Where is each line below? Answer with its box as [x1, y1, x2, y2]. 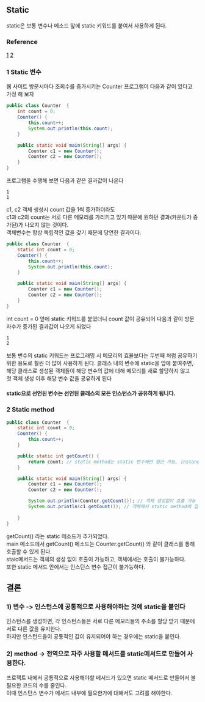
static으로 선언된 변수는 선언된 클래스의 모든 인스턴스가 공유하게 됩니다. [6, 390, 176, 397]
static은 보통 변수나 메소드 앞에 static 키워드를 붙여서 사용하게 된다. [6, 21, 167, 29]
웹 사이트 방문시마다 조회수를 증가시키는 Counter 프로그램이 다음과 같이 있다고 [6, 83, 193, 91]
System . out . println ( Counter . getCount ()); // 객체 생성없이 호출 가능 [28, 498, 196, 504]
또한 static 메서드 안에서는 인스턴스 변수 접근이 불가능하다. [6, 563, 145, 571]
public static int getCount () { [17, 453, 99, 459]
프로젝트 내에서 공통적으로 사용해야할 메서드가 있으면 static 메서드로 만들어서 [6, 674, 190, 681]
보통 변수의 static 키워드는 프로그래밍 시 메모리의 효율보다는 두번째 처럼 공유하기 [6, 352, 198, 359]
